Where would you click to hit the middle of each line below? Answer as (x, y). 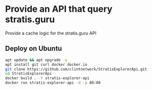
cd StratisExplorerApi (28, 74)
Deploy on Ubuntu (34, 48)
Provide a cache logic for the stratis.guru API (51, 33)
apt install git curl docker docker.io (46, 64)
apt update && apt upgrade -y (36, 60)
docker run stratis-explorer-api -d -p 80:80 (53, 83)
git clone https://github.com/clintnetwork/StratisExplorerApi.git (76, 69)
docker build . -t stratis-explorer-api (48, 78)
